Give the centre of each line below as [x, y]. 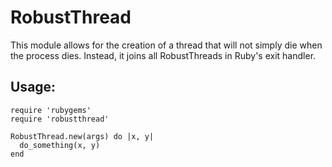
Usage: [33, 87]
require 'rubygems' [51, 110]
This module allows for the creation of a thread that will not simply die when [166, 45]
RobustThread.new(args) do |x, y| [82, 136]
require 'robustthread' [60, 119]
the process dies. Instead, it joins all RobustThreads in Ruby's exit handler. [163, 55]
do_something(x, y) [60, 145]
